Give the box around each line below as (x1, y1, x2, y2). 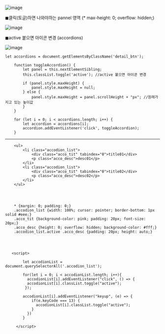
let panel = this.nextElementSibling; (23, 67, 102, 72)
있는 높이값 (14, 100, 33, 105)
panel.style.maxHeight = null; (31, 85, 96, 90)
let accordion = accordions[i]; (23, 121, 89, 126)
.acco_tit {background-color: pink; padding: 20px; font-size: (14, 216, 146, 221)
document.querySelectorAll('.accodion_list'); (5, 264, 102, 269)
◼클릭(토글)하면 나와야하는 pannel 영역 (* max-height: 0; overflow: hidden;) (5, 15, 155, 21)
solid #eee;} (5, 212, 32, 217)
